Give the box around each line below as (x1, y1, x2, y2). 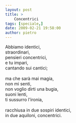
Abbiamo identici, (5, 44, 41, 50)
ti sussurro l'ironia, (5, 97, 43, 102)
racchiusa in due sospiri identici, (5, 107, 72, 113)
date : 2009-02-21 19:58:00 (5, 26, 61, 31)
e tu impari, (5, 60, 28, 65)
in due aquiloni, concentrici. (5, 113, 62, 118)
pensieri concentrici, (5, 55, 47, 60)
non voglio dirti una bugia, (5, 86, 59, 92)
